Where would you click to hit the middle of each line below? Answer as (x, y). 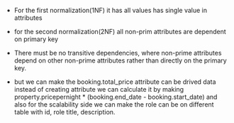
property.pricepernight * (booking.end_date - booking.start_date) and (116, 97)
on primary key (36, 39)
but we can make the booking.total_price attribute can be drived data (115, 82)
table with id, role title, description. (65, 112)
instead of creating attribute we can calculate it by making (99, 89)
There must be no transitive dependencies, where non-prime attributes (118, 53)
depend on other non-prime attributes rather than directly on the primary (120, 60)
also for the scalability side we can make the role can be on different (114, 105)
